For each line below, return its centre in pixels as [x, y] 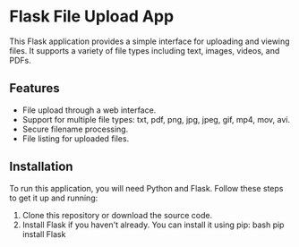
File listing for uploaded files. [76, 138]
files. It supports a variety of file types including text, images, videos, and [145, 50]
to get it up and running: [54, 198]
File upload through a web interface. [89, 110]
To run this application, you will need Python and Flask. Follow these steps [146, 188]
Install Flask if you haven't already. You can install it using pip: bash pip [153, 225]
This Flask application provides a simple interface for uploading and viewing [149, 41]
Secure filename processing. [75, 129]
